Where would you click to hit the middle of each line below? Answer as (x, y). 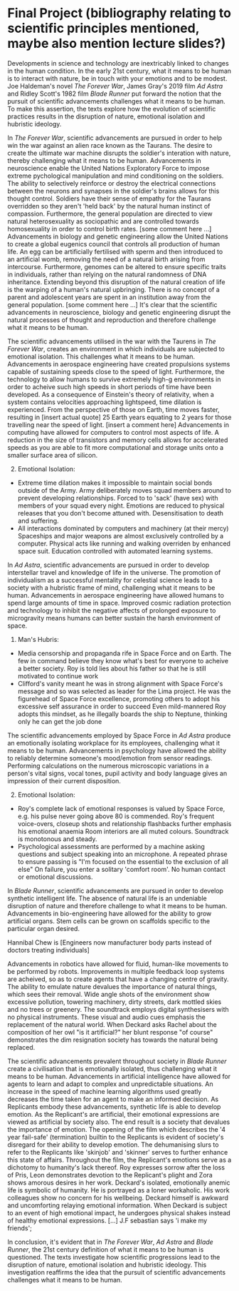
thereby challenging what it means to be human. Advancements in (104, 160)
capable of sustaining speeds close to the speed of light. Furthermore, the (116, 371)
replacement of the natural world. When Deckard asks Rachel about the (112, 1024)
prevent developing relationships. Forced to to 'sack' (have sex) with (118, 498)
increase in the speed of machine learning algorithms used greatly (105, 1091)
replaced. (21, 1047)
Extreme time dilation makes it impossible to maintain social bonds (115, 483)
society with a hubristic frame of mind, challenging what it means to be (111, 588)
